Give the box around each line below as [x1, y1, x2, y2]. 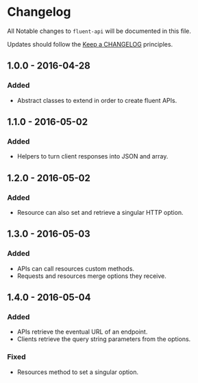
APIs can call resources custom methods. [16, 264, 135, 272]
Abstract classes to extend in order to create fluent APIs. [16, 96, 177, 104]
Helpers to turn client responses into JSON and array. [16, 152, 169, 161]
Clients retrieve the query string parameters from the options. [16, 335, 191, 343]
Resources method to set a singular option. [16, 368, 139, 376]
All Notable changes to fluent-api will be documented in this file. [7, 27, 192, 35]
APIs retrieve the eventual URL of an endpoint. [16, 327, 148, 336]
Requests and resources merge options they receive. [16, 272, 166, 280]
